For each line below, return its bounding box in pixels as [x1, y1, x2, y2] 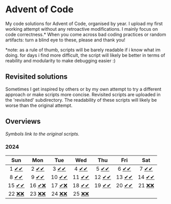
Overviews [5, 117, 41, 126]
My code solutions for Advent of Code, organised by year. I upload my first [5, 20, 163, 27]
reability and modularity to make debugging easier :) [5, 57, 116, 63]
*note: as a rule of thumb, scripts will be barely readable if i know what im [5, 47, 161, 53]
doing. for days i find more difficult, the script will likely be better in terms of [5, 52, 165, 58]
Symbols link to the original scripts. [5, 130, 80, 137]
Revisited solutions [5, 73, 68, 81]
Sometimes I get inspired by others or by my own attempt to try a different [5, 86, 162, 92]
